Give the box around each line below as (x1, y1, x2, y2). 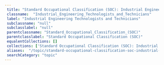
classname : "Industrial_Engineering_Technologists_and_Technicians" (6, 12, 152, 17)
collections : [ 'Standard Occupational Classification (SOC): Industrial (6, 43, 159, 48)
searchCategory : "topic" (6, 52, 57, 58)
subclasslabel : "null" (6, 25, 53, 30)
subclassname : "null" (6, 21, 51, 26)
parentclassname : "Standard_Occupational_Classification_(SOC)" (6, 30, 141, 35)
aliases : (6, 48, 25, 53)
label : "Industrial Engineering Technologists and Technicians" (6, 16, 141, 21)
